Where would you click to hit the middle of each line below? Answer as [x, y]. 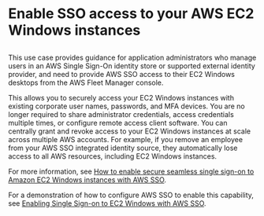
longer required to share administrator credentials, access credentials [121, 114]
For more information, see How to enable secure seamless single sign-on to [131, 171]
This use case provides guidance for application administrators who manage [132, 57]
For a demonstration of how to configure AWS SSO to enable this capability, [131, 195]
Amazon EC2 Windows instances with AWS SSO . [87, 179]
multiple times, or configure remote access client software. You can [118, 123]
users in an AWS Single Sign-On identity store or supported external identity [132, 66]
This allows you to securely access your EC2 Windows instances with [121, 97]
